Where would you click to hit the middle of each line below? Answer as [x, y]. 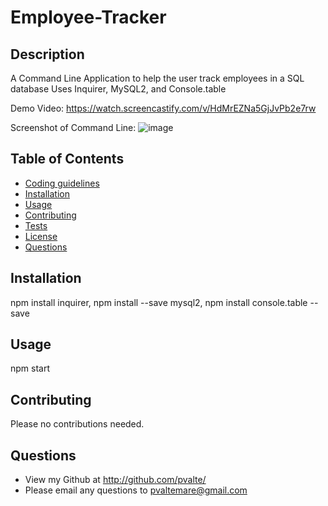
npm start [30, 368]
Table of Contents [67, 159]
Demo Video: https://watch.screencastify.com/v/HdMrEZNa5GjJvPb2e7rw [163, 108]
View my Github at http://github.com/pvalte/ [115, 480]
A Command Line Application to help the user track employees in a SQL [157, 78]
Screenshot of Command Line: [73, 127]
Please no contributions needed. [77, 424]
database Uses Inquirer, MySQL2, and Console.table [118, 89]
